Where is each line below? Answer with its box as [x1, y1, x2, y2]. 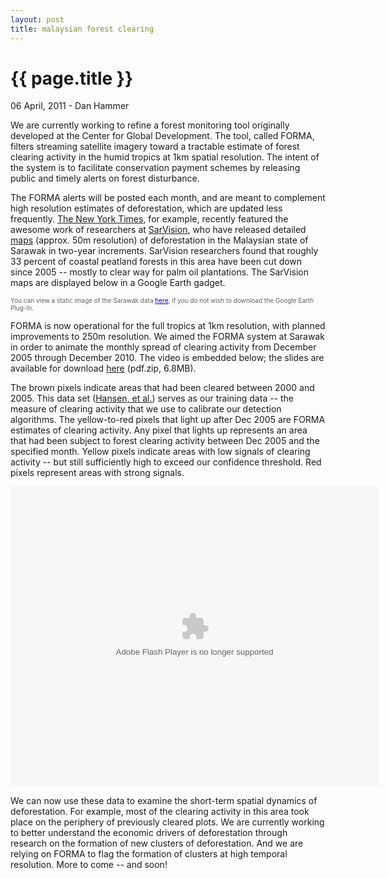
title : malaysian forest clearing [10, 24, 155, 34]
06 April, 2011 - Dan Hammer [10, 100, 130, 112]
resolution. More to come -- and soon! [10, 859, 168, 871]
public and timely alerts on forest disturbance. [10, 172, 200, 185]
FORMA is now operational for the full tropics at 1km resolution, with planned [10, 320, 326, 332]
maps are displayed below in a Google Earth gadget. [10, 277, 226, 289]
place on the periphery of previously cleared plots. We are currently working [10, 816, 325, 828]
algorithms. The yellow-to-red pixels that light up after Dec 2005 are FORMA [10, 414, 326, 426]
